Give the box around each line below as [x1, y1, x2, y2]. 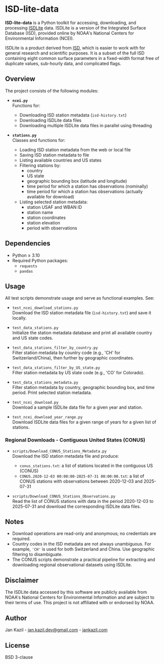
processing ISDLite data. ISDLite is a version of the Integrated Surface [5, 25, 146, 30]
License [5, 641, 30, 649]
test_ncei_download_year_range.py [12, 415, 83, 420]
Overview [5, 75, 36, 83]
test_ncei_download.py [12, 400, 59, 405]
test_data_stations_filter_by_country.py [12, 345, 98, 351]
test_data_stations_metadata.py [12, 380, 78, 385]
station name [26, 209, 53, 215]
